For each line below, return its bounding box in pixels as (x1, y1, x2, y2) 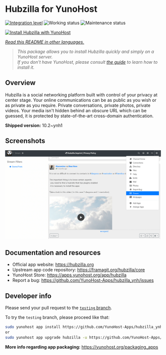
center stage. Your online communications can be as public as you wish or (5, 97, 157, 103)
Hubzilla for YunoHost (5, 3, 98, 15)
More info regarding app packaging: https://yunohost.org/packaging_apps (5, 344, 159, 350)
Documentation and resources (5, 248, 101, 257)
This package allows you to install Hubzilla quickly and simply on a (17, 48, 154, 54)
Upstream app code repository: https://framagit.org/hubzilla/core (12, 267, 145, 273)
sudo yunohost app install (5, 325, 61, 330)
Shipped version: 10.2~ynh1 (5, 122, 63, 128)
